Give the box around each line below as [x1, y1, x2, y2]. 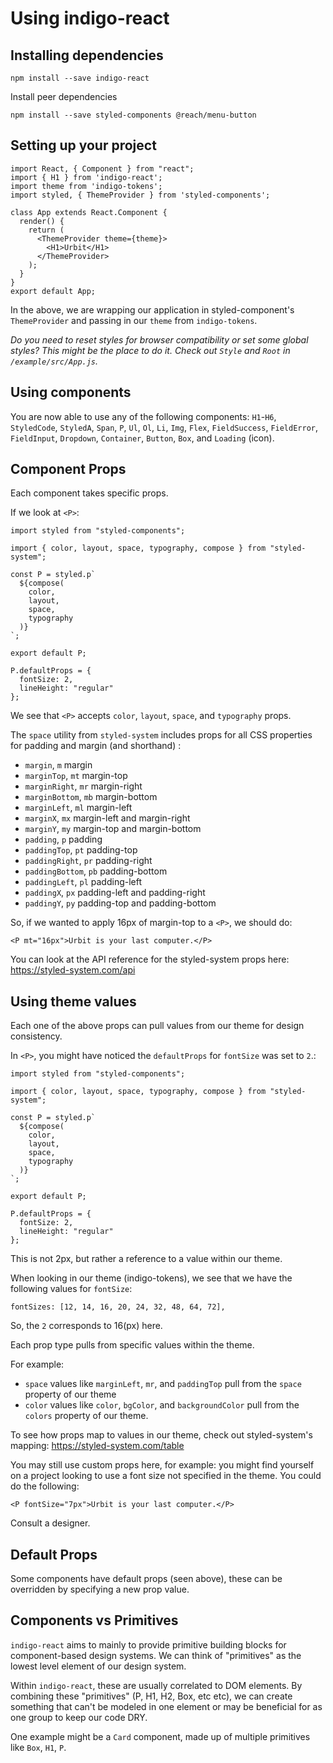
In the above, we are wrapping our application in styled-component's [10, 303, 295, 316]
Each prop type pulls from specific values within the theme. [10, 1339, 255, 1351]
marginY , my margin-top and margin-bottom [24, 823, 202, 835]
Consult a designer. [10, 1517, 91, 1529]
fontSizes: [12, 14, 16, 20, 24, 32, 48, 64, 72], [10, 1302, 226, 1312]
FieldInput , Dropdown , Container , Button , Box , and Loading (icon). [10, 432, 275, 444]
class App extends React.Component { [10, 207, 168, 217]
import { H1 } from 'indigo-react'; [10, 172, 163, 182]
